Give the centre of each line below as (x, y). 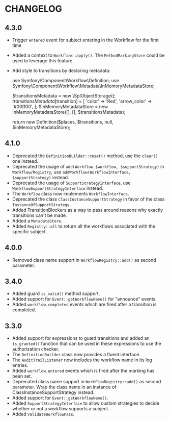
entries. (20, 365)
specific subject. (30, 231)
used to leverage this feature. (43, 61)
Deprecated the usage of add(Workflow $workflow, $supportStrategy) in (88, 166)
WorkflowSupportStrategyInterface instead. (58, 188)
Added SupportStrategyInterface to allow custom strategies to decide (86, 403)
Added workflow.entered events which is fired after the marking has (83, 371)
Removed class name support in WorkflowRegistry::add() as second (84, 260)
